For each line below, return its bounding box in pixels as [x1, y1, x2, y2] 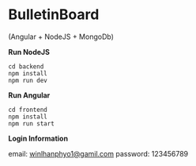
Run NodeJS [8, 47, 50, 56]
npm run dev [8, 76, 47, 84]
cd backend [8, 62, 44, 71]
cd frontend [8, 106, 47, 114]
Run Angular [8, 90, 51, 100]
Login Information [8, 133, 69, 143]
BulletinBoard [8, 6, 100, 24]
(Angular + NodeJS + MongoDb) [8, 32, 115, 41]
